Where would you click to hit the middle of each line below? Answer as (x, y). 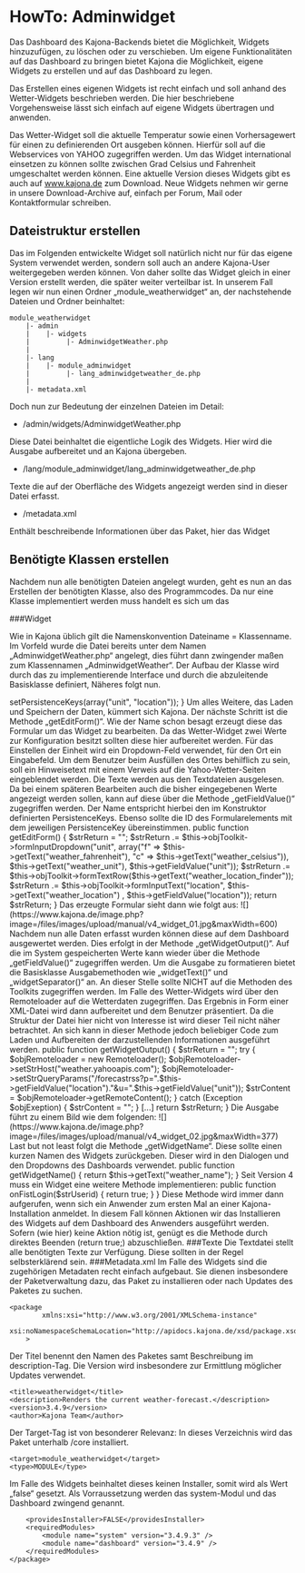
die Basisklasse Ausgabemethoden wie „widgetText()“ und (119, 972)
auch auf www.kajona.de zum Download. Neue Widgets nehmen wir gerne (149, 183)
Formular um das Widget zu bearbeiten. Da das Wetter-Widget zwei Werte (148, 731)
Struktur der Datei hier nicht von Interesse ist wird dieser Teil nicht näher (145, 1020)
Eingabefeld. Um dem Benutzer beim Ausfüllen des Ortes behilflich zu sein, (150, 759)
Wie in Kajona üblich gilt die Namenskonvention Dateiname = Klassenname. (151, 636)
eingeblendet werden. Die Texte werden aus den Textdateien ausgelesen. (147, 779)
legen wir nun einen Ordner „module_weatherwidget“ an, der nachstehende (151, 292)
